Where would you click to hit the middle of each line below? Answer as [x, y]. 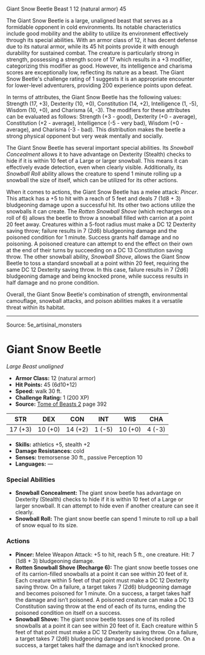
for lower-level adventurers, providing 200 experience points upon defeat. [99, 85]
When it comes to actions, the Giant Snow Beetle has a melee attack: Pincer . [102, 192]
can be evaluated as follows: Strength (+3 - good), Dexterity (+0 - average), [102, 116]
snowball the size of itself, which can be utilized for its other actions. [92, 180]
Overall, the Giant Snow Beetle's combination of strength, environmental [97, 294]
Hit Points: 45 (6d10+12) [46, 384]
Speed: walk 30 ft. [38, 391]
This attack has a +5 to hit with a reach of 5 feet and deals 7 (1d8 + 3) [94, 198]
